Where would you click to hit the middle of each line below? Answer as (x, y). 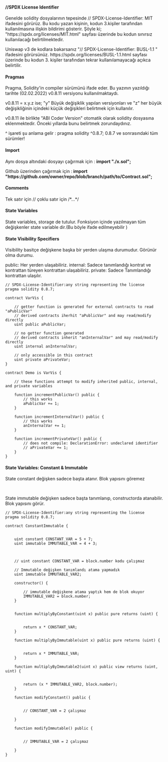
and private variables (29, 386)
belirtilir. (14, 65)
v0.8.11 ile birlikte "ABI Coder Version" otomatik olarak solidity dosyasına (80, 118)
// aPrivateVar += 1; (46, 448)
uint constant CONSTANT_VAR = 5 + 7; (54, 539)
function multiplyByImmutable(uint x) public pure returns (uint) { (87, 641)
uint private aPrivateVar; (42, 360)
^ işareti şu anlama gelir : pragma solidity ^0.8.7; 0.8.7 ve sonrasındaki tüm (81, 133)
